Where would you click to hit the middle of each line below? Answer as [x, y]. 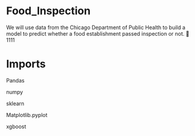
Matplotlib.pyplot [27, 115]
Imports [26, 64]
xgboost [16, 126]
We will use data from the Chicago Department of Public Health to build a [96, 27]
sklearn [15, 103]
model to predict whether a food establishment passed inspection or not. [95, 33]
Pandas [15, 80]
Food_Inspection [48, 11]
